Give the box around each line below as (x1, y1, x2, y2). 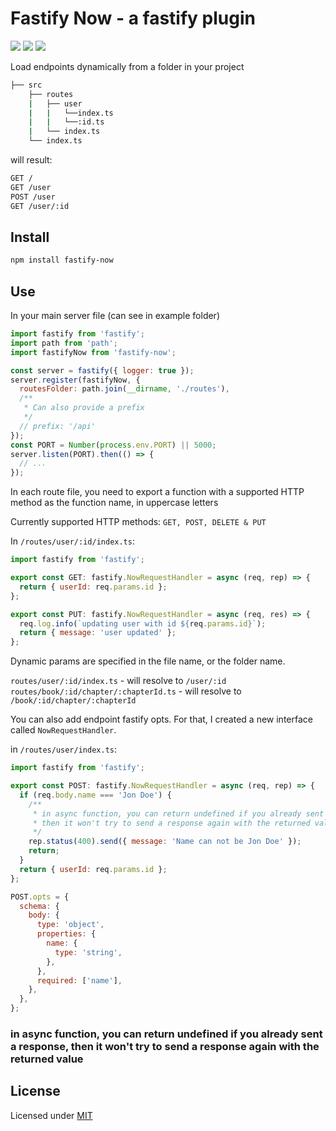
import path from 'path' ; (10, 338, 118, 348)
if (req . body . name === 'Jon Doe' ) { (19, 790, 172, 800)
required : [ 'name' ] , (36, 975, 123, 986)
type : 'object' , (36, 920, 105, 930)
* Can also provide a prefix (23, 403, 145, 413)
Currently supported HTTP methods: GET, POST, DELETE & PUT (10, 516, 267, 528)
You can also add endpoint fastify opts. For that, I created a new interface (10, 713, 313, 726)
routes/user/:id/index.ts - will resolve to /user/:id (10, 675, 227, 687)
